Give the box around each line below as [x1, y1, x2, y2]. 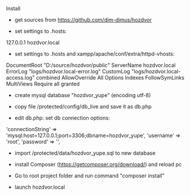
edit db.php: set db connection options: [14, 114, 110, 121]
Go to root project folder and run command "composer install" [14, 172, 165, 179]
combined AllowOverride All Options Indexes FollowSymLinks [36, 74, 185, 81]
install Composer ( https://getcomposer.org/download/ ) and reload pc [14, 161, 182, 167]
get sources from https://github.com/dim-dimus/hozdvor [14, 16, 152, 23]
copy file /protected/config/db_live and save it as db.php [14, 103, 152, 110]
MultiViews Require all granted [6, 80, 80, 87]
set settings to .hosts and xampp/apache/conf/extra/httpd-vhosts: [14, 50, 175, 57]
